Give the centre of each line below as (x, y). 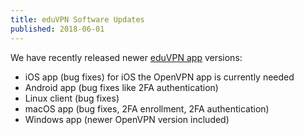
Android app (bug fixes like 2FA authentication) (121, 87)
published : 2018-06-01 (57, 29)
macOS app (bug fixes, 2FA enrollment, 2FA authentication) (147, 108)
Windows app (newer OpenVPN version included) (127, 119)
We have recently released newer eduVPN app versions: (126, 57)
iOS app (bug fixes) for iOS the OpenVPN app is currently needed (159, 77)
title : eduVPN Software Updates (77, 19)
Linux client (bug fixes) (72, 98)
